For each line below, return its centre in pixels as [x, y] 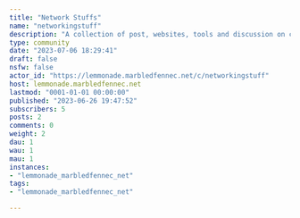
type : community [39, 42]
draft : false [33, 59]
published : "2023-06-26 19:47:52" [74, 101]
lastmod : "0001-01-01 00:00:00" [69, 92]
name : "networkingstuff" [55, 26]
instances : [29, 167]
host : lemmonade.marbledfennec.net [75, 84]
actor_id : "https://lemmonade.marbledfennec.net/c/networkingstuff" [139, 76]
